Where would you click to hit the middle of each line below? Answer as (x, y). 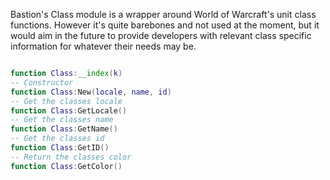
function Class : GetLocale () (69, 110)
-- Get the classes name (62, 120)
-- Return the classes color (71, 157)
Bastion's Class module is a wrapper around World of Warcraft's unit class (163, 14)
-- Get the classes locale (66, 101)
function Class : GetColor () (66, 166)
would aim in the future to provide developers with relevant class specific (161, 35)
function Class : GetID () (60, 148)
